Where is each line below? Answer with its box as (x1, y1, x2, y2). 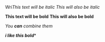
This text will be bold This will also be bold (5, 14, 94, 19)
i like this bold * (5, 33, 36, 38)
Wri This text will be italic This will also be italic (5, 4, 100, 10)
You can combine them (5, 23, 53, 29)
